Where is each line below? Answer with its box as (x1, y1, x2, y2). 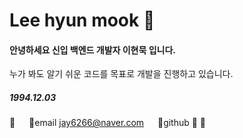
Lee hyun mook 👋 (9, 9, 156, 32)
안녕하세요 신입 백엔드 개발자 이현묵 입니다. (9, 44, 176, 56)
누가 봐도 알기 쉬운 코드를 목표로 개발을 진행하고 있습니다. (9, 68, 234, 80)
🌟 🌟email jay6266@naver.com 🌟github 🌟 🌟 (9, 117, 207, 129)
